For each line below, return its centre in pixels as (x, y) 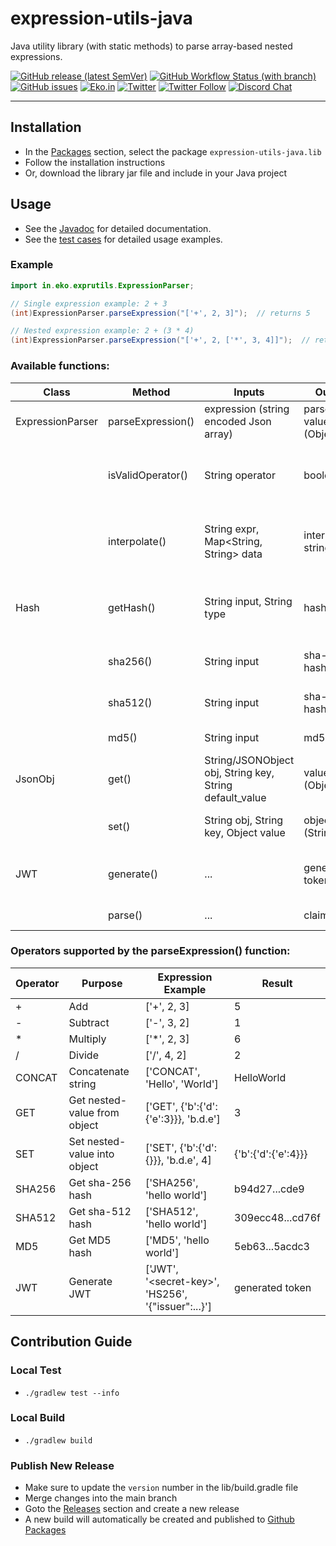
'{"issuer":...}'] (178, 1306)
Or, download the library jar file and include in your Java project (155, 173)
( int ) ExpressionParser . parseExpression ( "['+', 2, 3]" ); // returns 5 (160, 313)
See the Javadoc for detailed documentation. (118, 228)
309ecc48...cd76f (277, 1217)
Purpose (102, 983)
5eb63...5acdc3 (272, 1246)
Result (277, 983)
